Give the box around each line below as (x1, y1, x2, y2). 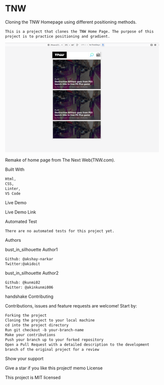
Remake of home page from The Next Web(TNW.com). (5, 157, 116, 163)
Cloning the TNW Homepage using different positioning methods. (5, 19, 137, 25)
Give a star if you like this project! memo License (5, 365, 103, 371)
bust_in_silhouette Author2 (5, 270, 59, 276)
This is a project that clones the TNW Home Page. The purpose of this (5, 29, 154, 34)
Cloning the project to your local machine (5, 318, 95, 323)
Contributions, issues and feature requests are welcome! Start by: (5, 303, 138, 309)
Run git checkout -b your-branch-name (5, 327, 84, 333)
